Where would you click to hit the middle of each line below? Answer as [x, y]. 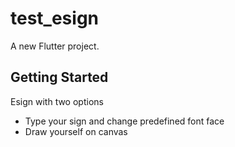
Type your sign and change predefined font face [124, 121]
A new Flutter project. [55, 46]
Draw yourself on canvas [76, 131]
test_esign [54, 18]
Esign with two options [57, 101]
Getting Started [59, 77]
